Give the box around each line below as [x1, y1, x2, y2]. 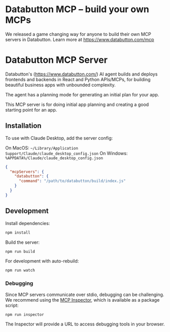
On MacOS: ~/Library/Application [5, 144, 79, 151]
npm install [5, 230, 30, 235]
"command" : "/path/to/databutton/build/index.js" [18, 178, 126, 183]
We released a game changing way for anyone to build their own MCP [5, 31, 151, 37]
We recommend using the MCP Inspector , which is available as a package [5, 297, 160, 303]
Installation [5, 122, 42, 130]
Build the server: [5, 239, 40, 245]
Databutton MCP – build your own [5, 4, 150, 15]
